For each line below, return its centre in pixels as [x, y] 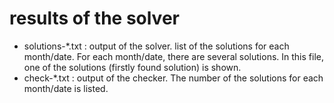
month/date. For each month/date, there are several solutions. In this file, [173, 56]
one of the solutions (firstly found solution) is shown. [132, 67]
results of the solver [94, 18]
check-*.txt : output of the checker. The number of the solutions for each [173, 78]
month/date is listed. [66, 88]
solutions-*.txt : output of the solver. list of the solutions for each [156, 46]
